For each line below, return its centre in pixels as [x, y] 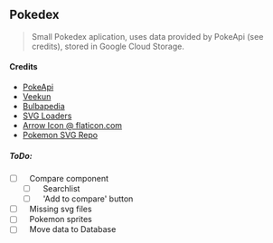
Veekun [37, 97]
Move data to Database [73, 229]
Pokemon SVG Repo [60, 136]
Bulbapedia [43, 107]
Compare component [69, 178]
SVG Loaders [47, 116]
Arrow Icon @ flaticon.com [72, 126]
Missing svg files [61, 209]
